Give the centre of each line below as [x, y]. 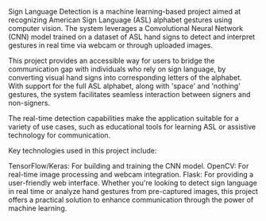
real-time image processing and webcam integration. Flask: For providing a [131, 174]
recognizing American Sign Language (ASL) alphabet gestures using [120, 20]
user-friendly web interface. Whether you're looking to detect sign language [133, 183]
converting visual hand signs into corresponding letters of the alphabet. [125, 78]
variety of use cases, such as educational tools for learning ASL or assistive [132, 127]
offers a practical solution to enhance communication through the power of [131, 200]
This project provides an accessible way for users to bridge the [112, 60]
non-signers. [29, 103]
